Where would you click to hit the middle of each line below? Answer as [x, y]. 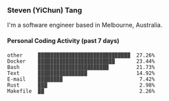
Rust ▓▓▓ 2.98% [81, 85]
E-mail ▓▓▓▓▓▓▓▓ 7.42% [81, 79]
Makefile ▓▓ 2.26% [81, 91]
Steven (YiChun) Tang [45, 10]
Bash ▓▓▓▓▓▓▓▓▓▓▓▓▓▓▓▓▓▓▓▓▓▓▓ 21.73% [81, 67]
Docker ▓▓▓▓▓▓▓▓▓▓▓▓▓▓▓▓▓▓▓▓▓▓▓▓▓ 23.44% [81, 61]
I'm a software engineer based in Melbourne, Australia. [85, 25]
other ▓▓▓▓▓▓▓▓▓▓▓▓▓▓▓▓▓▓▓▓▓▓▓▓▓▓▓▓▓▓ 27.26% [81, 55]
